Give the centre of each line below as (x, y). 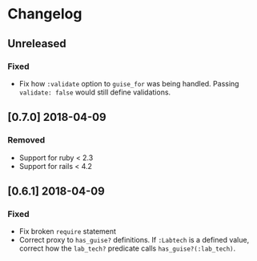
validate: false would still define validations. (95, 92)
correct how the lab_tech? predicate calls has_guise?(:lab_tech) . (127, 248)
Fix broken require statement (68, 231)
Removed (26, 140)
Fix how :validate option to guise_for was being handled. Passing (129, 83)
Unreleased (37, 44)
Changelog (45, 14)
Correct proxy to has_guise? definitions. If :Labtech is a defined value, (134, 240)
